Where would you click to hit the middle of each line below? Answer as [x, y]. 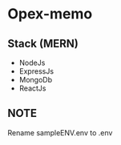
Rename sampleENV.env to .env [60, 132]
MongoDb [36, 80]
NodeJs [32, 62]
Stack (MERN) [43, 44]
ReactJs [32, 88]
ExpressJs [36, 71]
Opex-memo [50, 14]
